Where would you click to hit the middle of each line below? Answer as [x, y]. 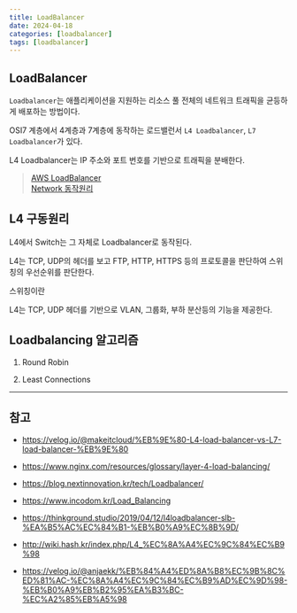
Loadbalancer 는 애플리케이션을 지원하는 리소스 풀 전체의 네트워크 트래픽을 [137, 101]
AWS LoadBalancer [66, 178]
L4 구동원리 [39, 219]
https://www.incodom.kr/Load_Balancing [96, 500]
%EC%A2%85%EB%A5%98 [74, 599]
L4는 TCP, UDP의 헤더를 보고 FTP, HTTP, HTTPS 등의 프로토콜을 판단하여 [138, 260]
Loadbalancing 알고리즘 [74, 341]
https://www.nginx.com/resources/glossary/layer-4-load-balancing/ [146, 466]
